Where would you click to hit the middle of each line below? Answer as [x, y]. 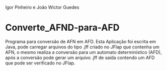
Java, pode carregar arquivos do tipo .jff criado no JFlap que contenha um [82, 47]
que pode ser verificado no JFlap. [40, 63]
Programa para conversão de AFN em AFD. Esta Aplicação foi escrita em [80, 41]
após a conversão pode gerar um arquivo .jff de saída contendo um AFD [80, 57]
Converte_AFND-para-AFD [62, 28]
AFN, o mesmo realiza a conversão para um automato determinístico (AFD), [83, 52]
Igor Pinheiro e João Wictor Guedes [42, 7]
